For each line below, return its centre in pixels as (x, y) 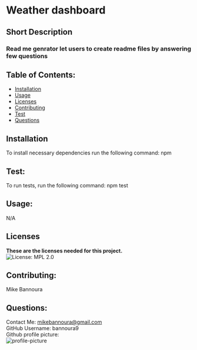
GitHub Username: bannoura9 (43, 328)
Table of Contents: (41, 75)
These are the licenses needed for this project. (64, 251)
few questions (27, 56)
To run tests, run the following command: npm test (67, 185)
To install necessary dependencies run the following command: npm (89, 153)
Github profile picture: (33, 335)
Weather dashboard (56, 10)
